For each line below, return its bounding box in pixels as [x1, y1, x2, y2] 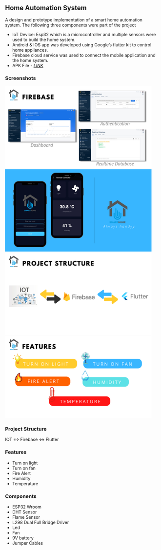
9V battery [12, 535, 34, 541]
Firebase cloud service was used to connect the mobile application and [12, 52, 156, 58]
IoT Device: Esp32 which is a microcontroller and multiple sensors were [12, 31, 156, 37]
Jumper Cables [12, 540, 43, 546]
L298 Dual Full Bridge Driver [12, 519, 69, 525]
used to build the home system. [12, 37, 76, 42]
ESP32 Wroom [12, 504, 41, 510]
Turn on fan [12, 465, 36, 471]
